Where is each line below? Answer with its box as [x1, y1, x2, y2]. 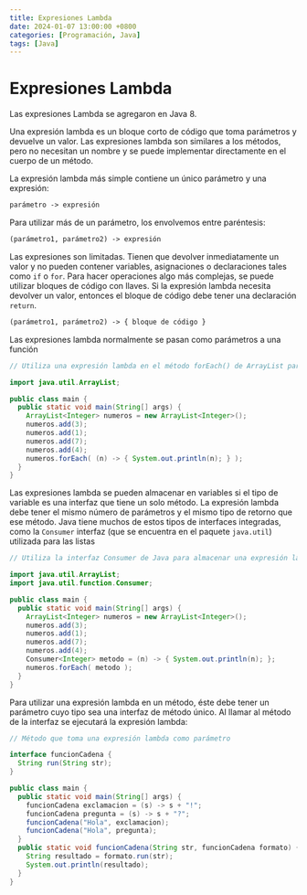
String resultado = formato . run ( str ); [26, 852, 174, 861]
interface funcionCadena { [9, 751, 112, 760]
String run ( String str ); [17, 759, 112, 768]
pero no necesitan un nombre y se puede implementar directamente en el [9, 145, 286, 156]
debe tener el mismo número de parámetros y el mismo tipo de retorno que [9, 506, 292, 517]
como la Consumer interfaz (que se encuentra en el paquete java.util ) [9, 527, 272, 538]
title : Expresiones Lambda [9, 13, 112, 23]
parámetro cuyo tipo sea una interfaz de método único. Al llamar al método [9, 706, 291, 718]
